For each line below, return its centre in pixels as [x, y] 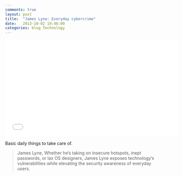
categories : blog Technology [35, 28]
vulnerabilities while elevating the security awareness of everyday [84, 164]
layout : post [18, 14]
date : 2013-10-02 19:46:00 [35, 23]
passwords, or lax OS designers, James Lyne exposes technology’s [86, 158]
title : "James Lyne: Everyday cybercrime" [51, 19]
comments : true [21, 10]
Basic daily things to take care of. [39, 143]
